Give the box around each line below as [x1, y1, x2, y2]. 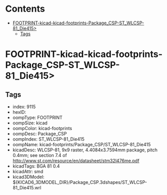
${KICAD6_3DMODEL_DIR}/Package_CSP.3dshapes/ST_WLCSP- [12, 179, 147, 185]
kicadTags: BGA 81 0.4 [12, 163, 60, 169]
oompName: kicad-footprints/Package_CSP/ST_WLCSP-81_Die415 [12, 141, 151, 147]
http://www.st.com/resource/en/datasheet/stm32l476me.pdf [12, 157, 140, 164]
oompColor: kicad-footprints [12, 125, 72, 131]
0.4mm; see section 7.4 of [12, 152, 67, 158]
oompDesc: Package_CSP [12, 131, 67, 137]
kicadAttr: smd [12, 168, 44, 174]
